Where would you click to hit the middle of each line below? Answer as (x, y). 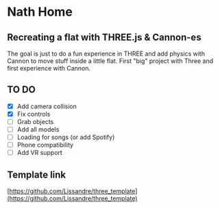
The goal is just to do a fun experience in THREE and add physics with (106, 53)
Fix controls (34, 114)
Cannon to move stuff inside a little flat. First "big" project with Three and (110, 61)
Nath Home (40, 12)
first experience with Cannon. (49, 68)
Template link (37, 174)
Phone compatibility (45, 145)
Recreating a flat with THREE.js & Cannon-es (104, 37)
